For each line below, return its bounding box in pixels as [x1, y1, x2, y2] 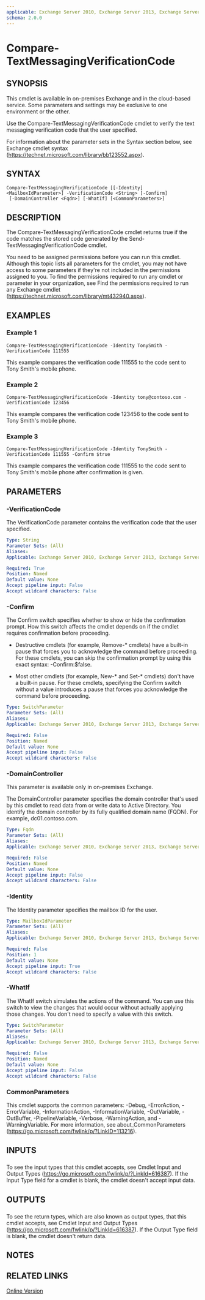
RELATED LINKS [6, 1271, 68, 1281]
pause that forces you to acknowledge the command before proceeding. [15, 648, 198, 656]
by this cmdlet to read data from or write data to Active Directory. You [6, 802, 181, 809]
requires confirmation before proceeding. [6, 629, 110, 637]
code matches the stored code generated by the [6, 235, 128, 243]
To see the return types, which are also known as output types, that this [6, 1212, 187, 1220]
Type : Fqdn [6, 826, 34, 833]
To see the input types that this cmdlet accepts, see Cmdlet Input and [6, 1163, 181, 1171]
